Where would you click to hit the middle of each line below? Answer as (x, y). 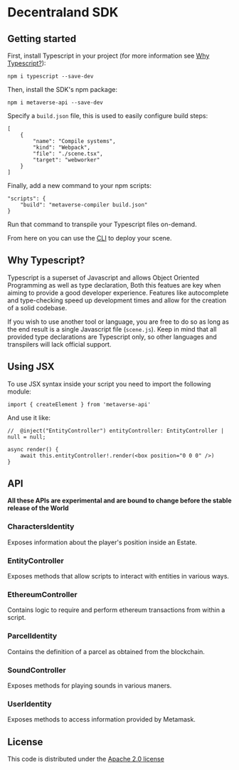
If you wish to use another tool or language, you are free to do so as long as (118, 322)
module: (20, 391)
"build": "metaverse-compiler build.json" (84, 205)
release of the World (38, 508)
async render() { (33, 449)
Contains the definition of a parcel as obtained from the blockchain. (106, 651)
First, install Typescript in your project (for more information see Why (108, 56)
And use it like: (29, 418)
